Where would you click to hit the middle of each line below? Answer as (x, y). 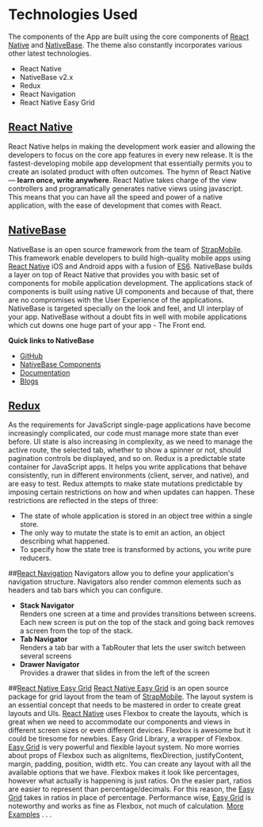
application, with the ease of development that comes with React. (115, 205)
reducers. (35, 558)
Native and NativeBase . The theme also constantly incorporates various (125, 44)
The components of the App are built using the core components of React (129, 36)
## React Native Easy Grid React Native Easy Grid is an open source (118, 688)
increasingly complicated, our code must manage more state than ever (124, 433)
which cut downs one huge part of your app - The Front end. (107, 325)
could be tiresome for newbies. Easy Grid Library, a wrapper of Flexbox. (126, 739)
